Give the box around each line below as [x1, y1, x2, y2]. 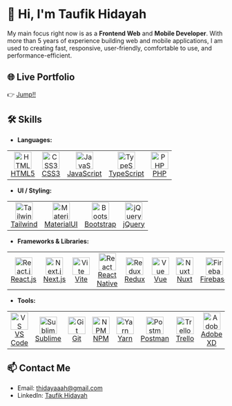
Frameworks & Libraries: [17, 237, 90, 245]
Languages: [17, 135, 52, 144]
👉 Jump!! [7, 90, 37, 98]
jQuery [123, 219, 145, 229]
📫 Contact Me [7, 362, 71, 373]
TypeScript [108, 168, 144, 178]
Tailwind [10, 219, 38, 229]
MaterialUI [44, 219, 78, 229]
